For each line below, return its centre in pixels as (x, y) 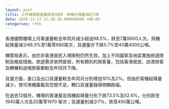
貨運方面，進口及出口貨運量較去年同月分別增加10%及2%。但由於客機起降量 (84, 78)
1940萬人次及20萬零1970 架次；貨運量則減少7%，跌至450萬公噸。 (75, 102)
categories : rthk (23, 24)
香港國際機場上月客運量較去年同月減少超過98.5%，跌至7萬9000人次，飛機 (83, 38)
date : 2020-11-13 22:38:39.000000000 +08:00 (53, 19)
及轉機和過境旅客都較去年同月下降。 (43, 68)
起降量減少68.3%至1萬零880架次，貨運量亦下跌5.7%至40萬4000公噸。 (79, 45)
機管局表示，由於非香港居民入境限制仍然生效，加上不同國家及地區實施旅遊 (82, 55)
